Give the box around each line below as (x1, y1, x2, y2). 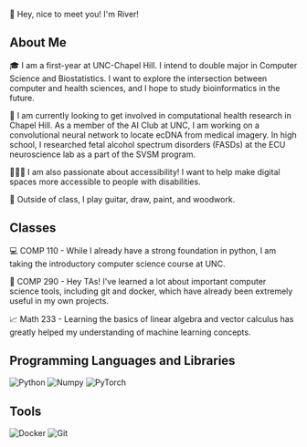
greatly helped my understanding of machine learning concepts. (9, 327, 251, 338)
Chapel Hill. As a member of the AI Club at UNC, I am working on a (9, 120, 260, 130)
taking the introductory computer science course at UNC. (9, 258, 226, 269)
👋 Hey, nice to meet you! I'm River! (9, 9, 140, 19)
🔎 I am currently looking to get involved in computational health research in (9, 109, 292, 120)
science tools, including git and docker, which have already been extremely (9, 286, 293, 296)
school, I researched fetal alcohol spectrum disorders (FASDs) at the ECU (9, 139, 286, 150)
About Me (9, 35, 67, 50)
